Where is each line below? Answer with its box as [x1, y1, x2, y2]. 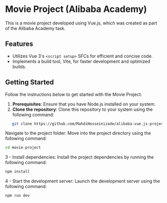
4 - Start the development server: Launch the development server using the [5, 178, 160, 184]
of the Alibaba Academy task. [5, 25, 66, 31]
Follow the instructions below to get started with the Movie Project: [5, 91, 142, 97]
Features [5, 40, 33, 48]
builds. [12, 63, 26, 69]
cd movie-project [5, 145, 41, 150]
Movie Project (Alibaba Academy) [5, 3, 147, 15]
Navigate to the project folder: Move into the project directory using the [5, 130, 151, 136]
